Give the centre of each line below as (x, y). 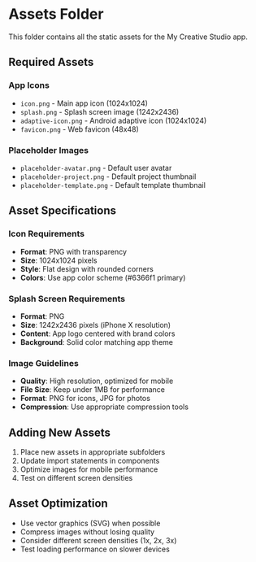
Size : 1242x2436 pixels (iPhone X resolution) (95, 325)
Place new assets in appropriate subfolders (93, 452)
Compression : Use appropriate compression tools (104, 407)
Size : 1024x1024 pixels (59, 260)
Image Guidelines (43, 363)
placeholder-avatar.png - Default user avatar (96, 168)
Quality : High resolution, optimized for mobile (97, 381)
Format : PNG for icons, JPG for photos (85, 399)
